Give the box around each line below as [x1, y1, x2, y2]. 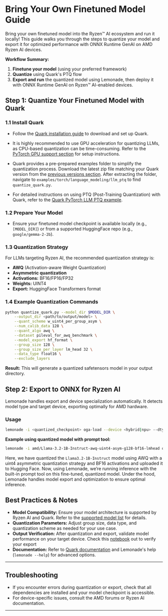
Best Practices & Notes [5, 496, 78, 505]
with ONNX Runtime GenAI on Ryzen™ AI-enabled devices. [12, 81, 133, 88]
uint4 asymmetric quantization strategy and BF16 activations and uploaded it [5, 461, 163, 466]
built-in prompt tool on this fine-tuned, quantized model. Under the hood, [5, 471, 156, 477]
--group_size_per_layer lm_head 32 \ [14, 347, 93, 352]
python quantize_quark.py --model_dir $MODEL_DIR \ [5, 310, 115, 315]
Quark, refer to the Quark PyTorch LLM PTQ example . [12, 196, 123, 203]
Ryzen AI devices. [5, 46, 42, 52]
